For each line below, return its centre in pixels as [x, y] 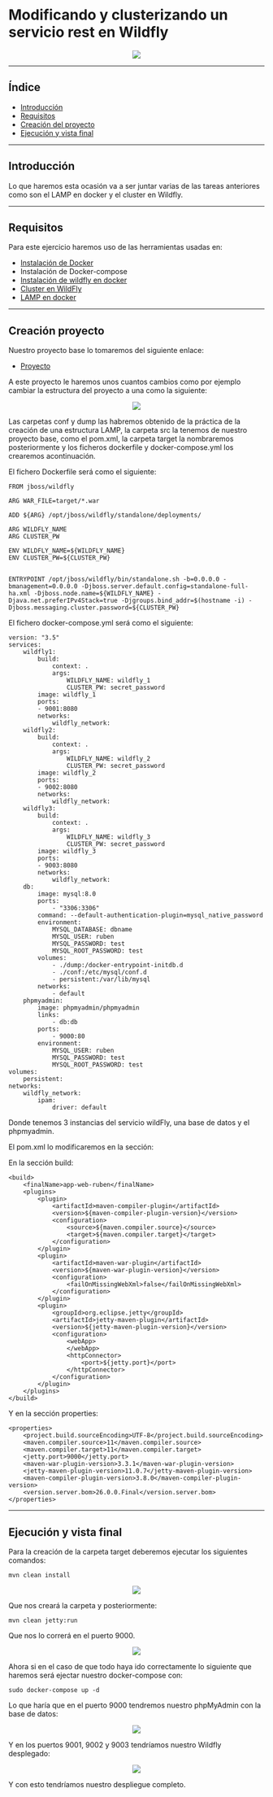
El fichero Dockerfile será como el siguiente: [82, 472]
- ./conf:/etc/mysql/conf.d [100, 973]
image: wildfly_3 [67, 852]
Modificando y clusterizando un [118, 15]
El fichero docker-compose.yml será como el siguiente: [101, 623]
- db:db [65, 1023]
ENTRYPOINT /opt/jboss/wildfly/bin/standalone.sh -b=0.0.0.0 [114, 579]
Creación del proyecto [57, 124]
